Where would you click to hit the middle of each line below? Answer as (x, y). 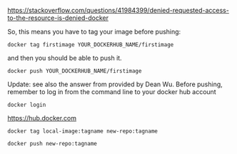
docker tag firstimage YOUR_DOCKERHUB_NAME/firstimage (91, 45)
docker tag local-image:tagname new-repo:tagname (83, 131)
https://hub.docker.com (42, 118)
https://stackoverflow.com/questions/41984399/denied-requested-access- (118, 10)
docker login (27, 105)
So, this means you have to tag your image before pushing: (94, 32)
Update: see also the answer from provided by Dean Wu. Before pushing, (115, 84)
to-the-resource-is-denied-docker (58, 18)
